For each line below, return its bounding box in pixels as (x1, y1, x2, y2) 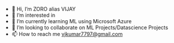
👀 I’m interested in (11, 12, 56, 19)
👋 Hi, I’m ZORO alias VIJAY (11, 6, 76, 12)
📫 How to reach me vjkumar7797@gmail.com (11, 31, 123, 37)
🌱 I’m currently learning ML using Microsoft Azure (11, 18, 132, 24)
